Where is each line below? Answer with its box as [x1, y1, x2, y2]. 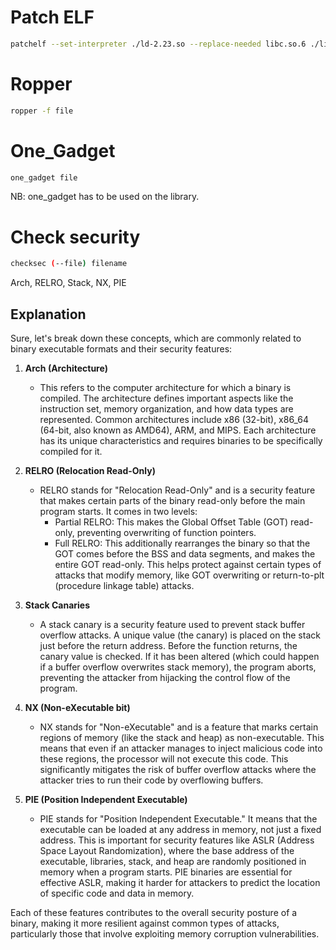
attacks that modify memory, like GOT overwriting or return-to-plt [54, 569, 325, 581]
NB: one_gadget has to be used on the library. [10, 191, 200, 203]
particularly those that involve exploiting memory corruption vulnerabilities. [10, 928, 320, 940]
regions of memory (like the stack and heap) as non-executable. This [39, 732, 325, 744]
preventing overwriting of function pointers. [76, 527, 257, 539]
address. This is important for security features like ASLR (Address [39, 834, 315, 846]
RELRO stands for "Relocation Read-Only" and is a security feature [39, 484, 316, 496]
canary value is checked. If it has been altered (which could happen [39, 651, 320, 663]
